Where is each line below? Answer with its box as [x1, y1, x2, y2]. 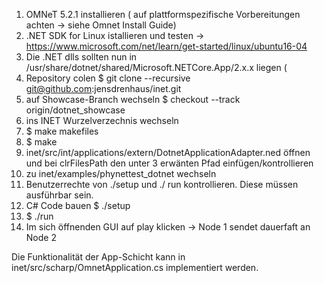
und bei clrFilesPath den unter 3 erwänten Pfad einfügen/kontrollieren [25, 157, 314, 169]
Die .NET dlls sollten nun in [25, 51, 138, 63]
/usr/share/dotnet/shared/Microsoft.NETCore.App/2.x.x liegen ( [25, 62, 288, 73]
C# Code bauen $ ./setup [25, 200, 131, 211]
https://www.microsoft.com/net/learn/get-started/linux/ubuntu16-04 [25, 40, 308, 52]
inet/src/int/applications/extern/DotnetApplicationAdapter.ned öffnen [25, 147, 311, 158]
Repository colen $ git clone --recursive [25, 72, 191, 84]
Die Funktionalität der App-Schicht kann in [11, 251, 186, 263]
